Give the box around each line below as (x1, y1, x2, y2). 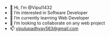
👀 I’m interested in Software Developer (9, 10, 88, 16)
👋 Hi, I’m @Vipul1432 (9, 5, 53, 10)
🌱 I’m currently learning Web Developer (9, 15, 90, 20)
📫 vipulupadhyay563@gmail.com (9, 26, 79, 31)
